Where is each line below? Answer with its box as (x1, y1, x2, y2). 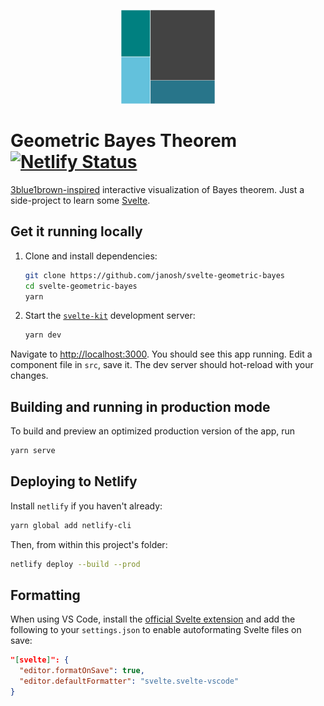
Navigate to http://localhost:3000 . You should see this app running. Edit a (10, 348, 313, 360)
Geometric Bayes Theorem (10, 130, 238, 152)
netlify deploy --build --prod (10, 559, 141, 569)
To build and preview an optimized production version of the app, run (10, 425, 296, 437)
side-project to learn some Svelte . (10, 194, 151, 206)
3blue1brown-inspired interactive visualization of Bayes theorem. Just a (10, 183, 305, 195)
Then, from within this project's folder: (10, 538, 168, 550)
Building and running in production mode (10, 398, 271, 415)
